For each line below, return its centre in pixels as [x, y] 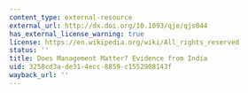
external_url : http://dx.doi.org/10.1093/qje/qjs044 [108, 26]
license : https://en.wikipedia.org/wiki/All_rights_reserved [124, 42]
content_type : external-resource [71, 17]
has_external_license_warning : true [77, 34]
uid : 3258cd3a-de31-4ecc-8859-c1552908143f [91, 67]
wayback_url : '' [39, 75]
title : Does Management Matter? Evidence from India [108, 58]
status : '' [29, 50]
